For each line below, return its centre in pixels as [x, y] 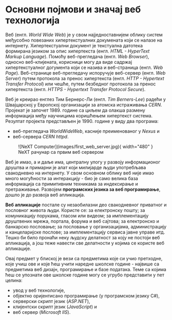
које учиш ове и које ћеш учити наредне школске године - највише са [82, 264]
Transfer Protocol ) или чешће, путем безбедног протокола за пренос [81, 84]
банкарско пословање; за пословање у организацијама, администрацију [86, 226]
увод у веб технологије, [39, 290]
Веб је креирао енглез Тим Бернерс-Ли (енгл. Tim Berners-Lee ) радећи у [85, 99]
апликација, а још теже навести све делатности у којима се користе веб [85, 243]
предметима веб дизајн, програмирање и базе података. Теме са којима [86, 269]
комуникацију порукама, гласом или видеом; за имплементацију [77, 216]
